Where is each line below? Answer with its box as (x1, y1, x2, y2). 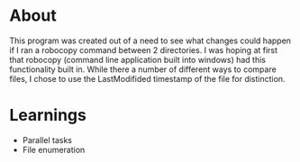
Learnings (9, 105, 87, 126)
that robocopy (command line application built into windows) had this (9, 54, 266, 65)
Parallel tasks (22, 134, 72, 145)
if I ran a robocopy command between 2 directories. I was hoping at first (9, 44, 277, 55)
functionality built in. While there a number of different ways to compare (9, 64, 277, 75)
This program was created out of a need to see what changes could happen (9, 35, 291, 46)
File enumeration (22, 144, 86, 155)
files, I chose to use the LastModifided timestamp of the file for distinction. (9, 73, 286, 84)
